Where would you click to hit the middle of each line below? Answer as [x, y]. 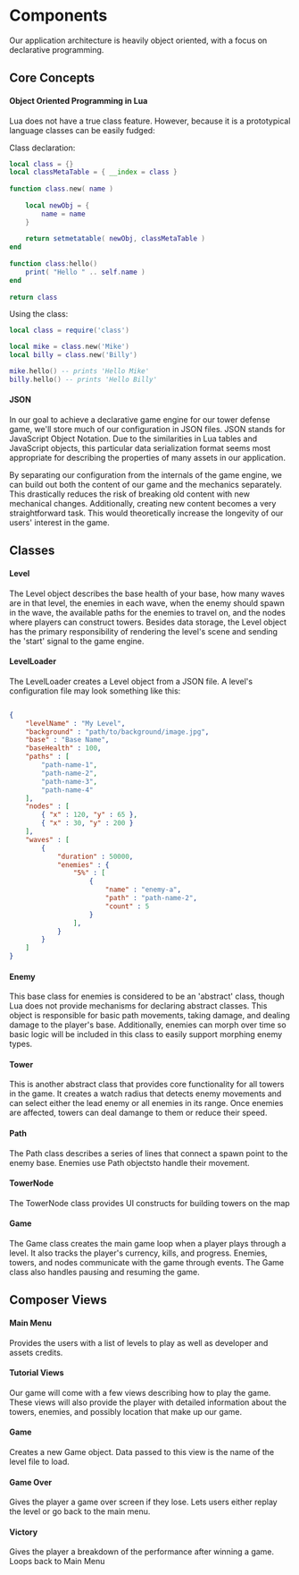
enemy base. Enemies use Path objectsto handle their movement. [129, 1162]
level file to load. [39, 1462]
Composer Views [58, 1300]
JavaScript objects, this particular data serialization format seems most [140, 447]
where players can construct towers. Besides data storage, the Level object [148, 622]
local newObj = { [58, 205]
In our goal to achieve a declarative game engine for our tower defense [140, 419]
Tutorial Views [37, 1373]
